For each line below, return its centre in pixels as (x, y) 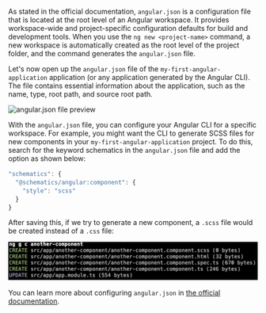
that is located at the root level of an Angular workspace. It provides (119, 20)
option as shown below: (47, 158)
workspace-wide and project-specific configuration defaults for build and (128, 28)
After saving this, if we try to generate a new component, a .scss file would (131, 223)
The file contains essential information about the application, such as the (127, 86)
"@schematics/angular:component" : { (76, 182)
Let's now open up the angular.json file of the (84, 69)
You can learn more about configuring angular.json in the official (114, 292)
